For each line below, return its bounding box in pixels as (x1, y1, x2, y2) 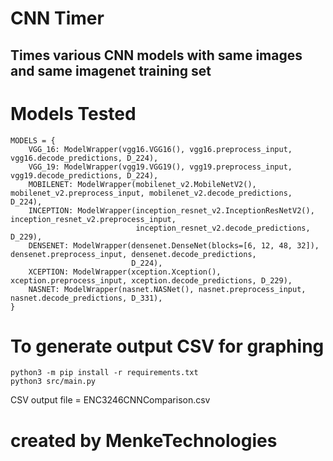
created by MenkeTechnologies (10, 429, 278, 452)
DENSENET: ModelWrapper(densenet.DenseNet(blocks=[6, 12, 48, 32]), (28, 240, 320, 251)
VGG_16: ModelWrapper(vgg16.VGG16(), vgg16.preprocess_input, (28, 144, 293, 154)
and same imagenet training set (10, 62, 212, 79)
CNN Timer (10, 7, 105, 30)
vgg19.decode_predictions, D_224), (10, 170, 159, 181)
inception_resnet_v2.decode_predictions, (135, 223, 311, 233)
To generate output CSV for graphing (10, 335, 325, 357)
